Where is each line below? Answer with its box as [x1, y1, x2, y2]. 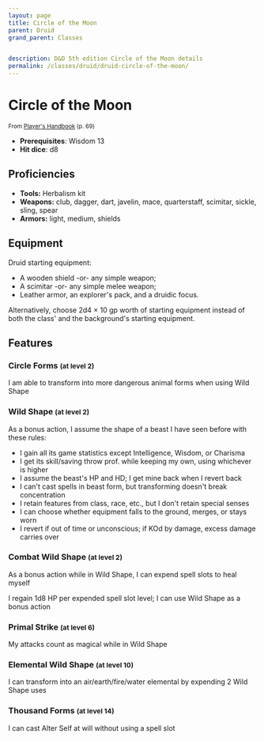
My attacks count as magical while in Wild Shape [8, 640, 168, 649]
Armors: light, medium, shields [19, 214, 121, 223]
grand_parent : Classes [8, 33, 83, 42]
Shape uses [8, 686, 47, 695]
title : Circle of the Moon [8, 19, 97, 27]
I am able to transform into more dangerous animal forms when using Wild [8, 378, 250, 388]
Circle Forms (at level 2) [8, 360, 95, 371]
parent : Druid [8, 26, 55, 34]
